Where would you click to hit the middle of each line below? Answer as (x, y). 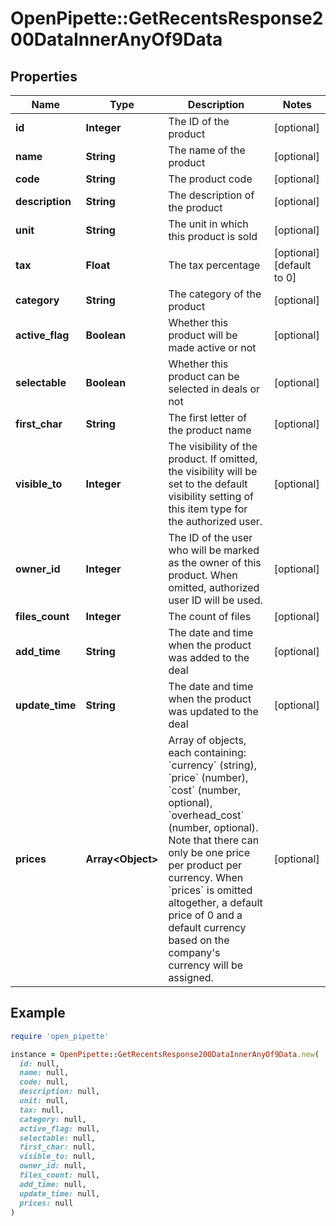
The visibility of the (213, 446)
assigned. (191, 977)
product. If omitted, (213, 459)
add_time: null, (53, 1184)
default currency (207, 927)
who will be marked (214, 550)
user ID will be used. (215, 600)
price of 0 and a (205, 915)
